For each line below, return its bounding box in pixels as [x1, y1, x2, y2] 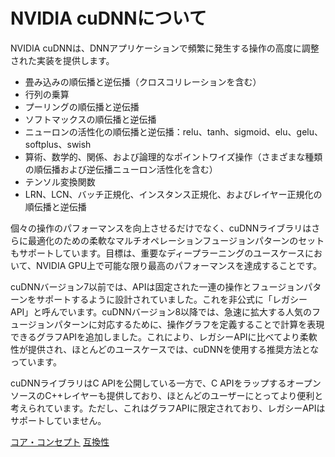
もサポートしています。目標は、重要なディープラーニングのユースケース [10, 247, 305, 259]
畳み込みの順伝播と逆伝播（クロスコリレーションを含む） [24, 75, 262, 88]
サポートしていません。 [10, 414, 107, 426]
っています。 [10, 355, 62, 368]
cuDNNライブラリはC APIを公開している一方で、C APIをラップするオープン [10, 377, 322, 389]
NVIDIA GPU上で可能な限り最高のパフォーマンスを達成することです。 [35, 259, 323, 271]
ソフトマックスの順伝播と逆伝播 [24, 113, 157, 125]
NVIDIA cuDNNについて [10, 7, 207, 30]
